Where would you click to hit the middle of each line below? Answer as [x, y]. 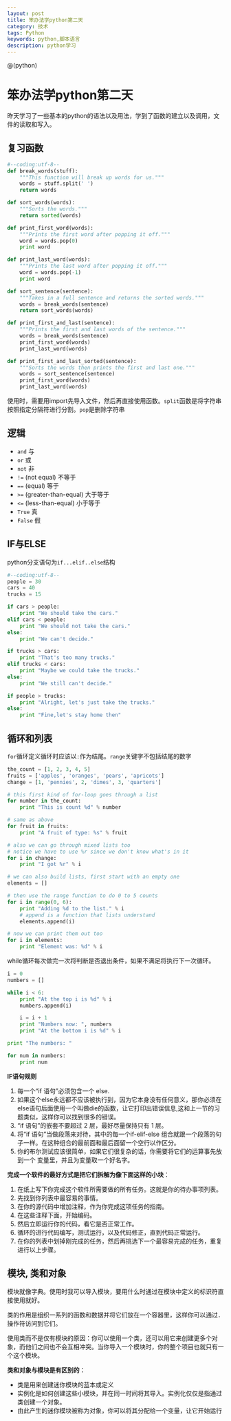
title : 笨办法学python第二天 [45, 20]
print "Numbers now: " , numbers [66, 1025]
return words [38, 190]
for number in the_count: [44, 801]
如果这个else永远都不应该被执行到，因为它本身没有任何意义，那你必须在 [119, 1099]
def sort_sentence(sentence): [51, 291]
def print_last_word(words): [49, 259]
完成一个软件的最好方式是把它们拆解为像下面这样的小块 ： [88, 1175]
